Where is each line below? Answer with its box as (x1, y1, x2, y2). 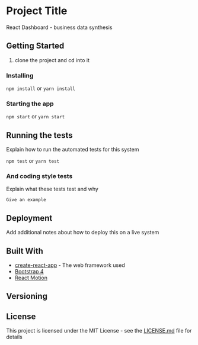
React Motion (14, 274, 47, 282)
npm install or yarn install (6, 85, 76, 92)
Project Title (6, 4, 68, 18)
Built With (6, 246, 43, 256)
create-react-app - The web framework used (14, 262, 126, 269)
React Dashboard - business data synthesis (6, 24, 113, 31)
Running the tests (6, 130, 73, 140)
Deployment (6, 213, 53, 223)
